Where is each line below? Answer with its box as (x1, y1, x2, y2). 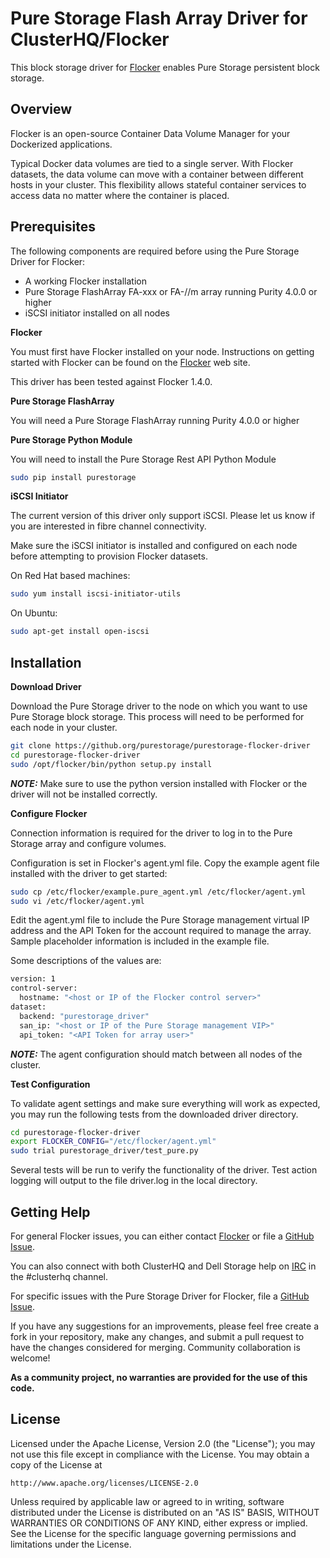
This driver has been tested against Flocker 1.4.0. (10, 375, 213, 387)
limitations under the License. (10, 1538, 132, 1550)
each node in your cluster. (10, 722, 118, 733)
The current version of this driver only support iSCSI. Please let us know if (10, 510, 316, 522)
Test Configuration (10, 1078, 91, 1090)
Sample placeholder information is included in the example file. (10, 935, 270, 947)
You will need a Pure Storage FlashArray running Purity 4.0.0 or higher (10, 414, 300, 426)
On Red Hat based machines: (10, 570, 131, 582)
